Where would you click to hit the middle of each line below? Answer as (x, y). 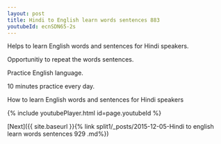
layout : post (26, 13)
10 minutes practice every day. (51, 87)
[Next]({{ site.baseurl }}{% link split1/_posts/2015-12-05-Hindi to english (110, 127)
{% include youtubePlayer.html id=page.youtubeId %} (84, 113)
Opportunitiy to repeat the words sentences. (71, 60)
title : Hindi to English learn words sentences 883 (83, 20)
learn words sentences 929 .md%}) (58, 134)
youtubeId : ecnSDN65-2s (42, 26)
